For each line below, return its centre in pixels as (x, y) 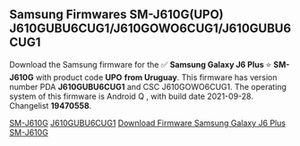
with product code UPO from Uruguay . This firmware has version (156, 77)
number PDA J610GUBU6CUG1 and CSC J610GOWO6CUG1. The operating (148, 86)
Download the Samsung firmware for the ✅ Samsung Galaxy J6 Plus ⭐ (140, 64)
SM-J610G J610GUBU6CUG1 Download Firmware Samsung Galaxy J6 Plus (148, 123)
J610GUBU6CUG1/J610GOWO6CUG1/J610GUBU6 (150, 29)
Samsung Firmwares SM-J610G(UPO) (116, 15)
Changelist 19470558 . (51, 105)
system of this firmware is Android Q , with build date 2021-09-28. (131, 96)
